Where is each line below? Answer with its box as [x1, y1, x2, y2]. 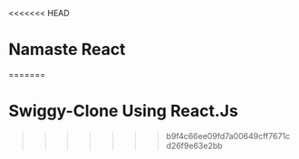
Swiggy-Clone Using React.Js [8, 101, 239, 121]
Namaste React [8, 40, 126, 60]
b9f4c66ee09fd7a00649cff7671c [166, 130, 291, 141]
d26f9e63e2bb [166, 140, 223, 151]
